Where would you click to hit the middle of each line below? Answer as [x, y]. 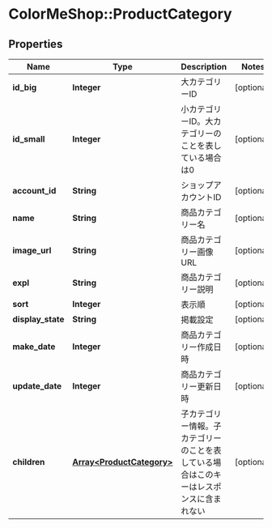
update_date [37, 386]
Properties [36, 44]
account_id [34, 191]
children [29, 462]
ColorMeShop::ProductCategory [120, 14]
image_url [32, 250]
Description [204, 67]
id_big [25, 87]
